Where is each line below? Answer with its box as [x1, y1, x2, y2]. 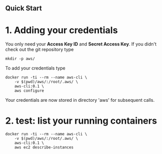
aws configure [14, 88, 44, 93]
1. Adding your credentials [5, 24, 118, 36]
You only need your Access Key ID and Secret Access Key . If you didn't [5, 41, 156, 47]
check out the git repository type [5, 47, 74, 53]
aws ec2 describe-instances [14, 145, 74, 150]
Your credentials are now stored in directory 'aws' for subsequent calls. [5, 97, 155, 103]
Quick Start [5, 4, 42, 13]
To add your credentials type [5, 65, 66, 71]
